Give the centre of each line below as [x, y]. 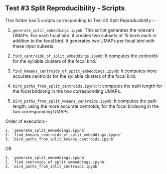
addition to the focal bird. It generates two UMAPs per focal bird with [83, 41]
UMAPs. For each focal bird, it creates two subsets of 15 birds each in [84, 35]
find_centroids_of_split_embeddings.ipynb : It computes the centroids [85, 56]
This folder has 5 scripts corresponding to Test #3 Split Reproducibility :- [80, 20]
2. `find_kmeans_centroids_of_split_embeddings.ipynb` [64, 135]
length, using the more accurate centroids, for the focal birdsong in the [86, 106]
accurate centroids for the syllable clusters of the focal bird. [74, 76]
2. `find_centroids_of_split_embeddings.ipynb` [56, 162]
